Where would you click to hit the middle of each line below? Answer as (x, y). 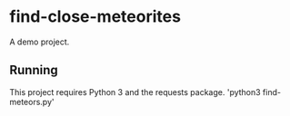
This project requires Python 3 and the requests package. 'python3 (135, 92)
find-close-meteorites (95, 17)
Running (34, 70)
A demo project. (40, 42)
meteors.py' (32, 101)
